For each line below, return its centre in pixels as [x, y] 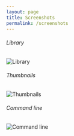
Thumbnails [21, 75]
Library [15, 42]
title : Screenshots [31, 18]
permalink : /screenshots [37, 23]
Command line [24, 108]
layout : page [23, 12]
